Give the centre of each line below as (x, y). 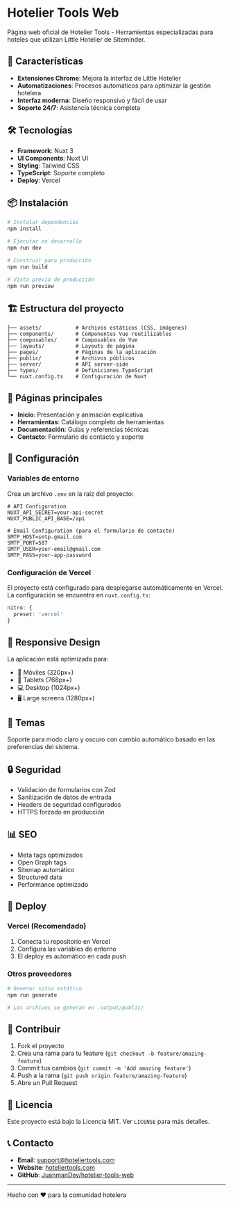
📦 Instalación (38, 203)
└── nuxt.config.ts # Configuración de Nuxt (77, 377)
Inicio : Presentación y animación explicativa (80, 415)
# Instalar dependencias (43, 223)
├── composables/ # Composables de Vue (72, 340)
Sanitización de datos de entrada (64, 797)
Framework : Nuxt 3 (45, 150)
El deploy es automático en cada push (72, 956)
